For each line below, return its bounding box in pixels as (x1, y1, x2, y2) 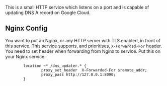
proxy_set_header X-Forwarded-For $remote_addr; (41, 67, 147, 72)
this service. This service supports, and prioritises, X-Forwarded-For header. (5, 43, 162, 49)
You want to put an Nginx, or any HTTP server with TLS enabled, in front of (5, 37, 161, 43)
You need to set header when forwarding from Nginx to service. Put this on (5, 48, 161, 54)
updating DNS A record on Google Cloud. (5, 10, 91, 16)
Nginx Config (5, 24, 48, 33)
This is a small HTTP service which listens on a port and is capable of (5, 5, 149, 10)
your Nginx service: (5, 53, 46, 59)
